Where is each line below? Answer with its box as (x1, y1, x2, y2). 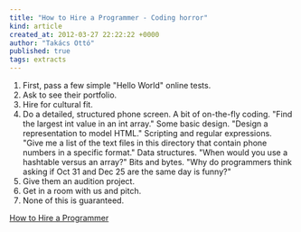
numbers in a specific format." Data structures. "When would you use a (22, 147, 287, 158)
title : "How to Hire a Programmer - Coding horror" (9, 13, 208, 23)
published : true (9, 47, 71, 56)
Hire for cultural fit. (22, 99, 93, 109)
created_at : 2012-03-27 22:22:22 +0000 (9, 30, 160, 39)
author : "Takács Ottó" (9, 38, 95, 48)
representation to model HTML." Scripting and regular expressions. (22, 128, 273, 138)
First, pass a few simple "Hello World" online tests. (22, 80, 212, 90)
